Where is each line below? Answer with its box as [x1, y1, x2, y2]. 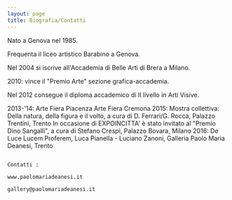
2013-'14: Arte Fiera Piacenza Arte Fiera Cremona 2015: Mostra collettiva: [7, 104, 219, 112]
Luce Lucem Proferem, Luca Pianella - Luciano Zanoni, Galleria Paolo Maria [7, 134, 226, 142]
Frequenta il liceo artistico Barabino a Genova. [7, 50, 141, 58]
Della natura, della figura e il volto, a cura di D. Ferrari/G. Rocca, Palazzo [7, 112, 216, 120]
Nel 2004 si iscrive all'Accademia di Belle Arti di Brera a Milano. [7, 63, 191, 72]
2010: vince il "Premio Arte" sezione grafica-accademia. [7, 76, 170, 85]
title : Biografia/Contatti [7, 17, 86, 24]
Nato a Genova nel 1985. [7, 36, 79, 44]
